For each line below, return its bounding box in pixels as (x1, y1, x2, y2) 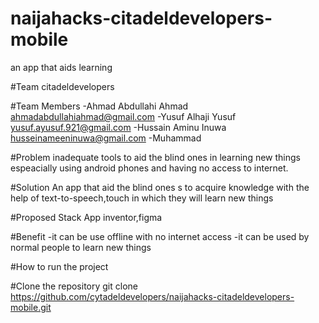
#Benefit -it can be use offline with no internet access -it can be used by (10, 230, 310, 242)
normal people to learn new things (10, 241, 152, 253)
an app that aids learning (10, 61, 113, 73)
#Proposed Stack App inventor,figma (10, 211, 163, 223)
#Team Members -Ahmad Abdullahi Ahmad (10, 100, 189, 112)
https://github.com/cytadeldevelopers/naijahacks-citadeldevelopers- (10, 290, 295, 302)
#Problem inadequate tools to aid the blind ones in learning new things (10, 151, 301, 163)
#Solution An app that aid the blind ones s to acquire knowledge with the (10, 181, 310, 193)
